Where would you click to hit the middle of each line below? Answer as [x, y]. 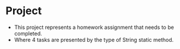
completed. [28, 33]
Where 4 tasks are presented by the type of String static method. [94, 40]
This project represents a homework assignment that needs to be [94, 27]
